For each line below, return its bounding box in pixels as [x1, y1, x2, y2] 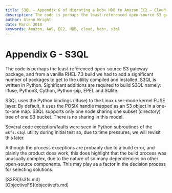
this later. [5, 134, 25, 141]
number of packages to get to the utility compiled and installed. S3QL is [5, 76, 157, 83]
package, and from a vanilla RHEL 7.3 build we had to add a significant [5, 71, 154, 78]
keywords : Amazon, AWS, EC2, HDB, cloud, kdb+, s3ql [5, 27, 120, 32]
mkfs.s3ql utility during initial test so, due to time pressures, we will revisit [5, 129, 161, 136]
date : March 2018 [5, 22, 42, 27]
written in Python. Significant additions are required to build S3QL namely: [5, 82, 162, 88]
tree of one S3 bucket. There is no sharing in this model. [5, 114, 124, 120]
